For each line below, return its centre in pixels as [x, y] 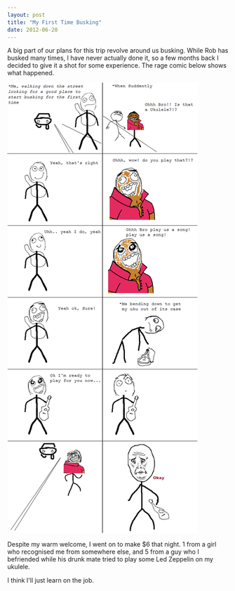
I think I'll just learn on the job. [51, 580]
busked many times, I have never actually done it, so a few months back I [113, 58]
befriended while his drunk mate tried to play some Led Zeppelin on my [110, 559]
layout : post [26, 15]
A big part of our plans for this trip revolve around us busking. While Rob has [118, 51]
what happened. [31, 73]
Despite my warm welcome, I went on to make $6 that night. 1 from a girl [112, 545]
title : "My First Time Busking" [54, 22]
